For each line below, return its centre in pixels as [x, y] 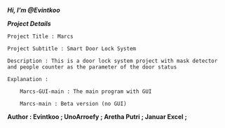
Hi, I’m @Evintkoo [34, 10]
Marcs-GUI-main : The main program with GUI [86, 92]
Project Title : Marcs [40, 36]
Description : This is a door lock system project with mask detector [112, 61]
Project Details [29, 23]
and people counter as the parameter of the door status [92, 67]
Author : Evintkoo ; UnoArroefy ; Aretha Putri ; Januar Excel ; [97, 117]
